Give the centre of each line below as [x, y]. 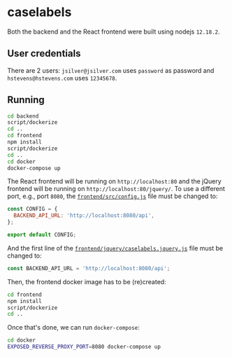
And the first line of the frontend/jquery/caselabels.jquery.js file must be [115, 248]
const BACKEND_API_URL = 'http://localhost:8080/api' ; [89, 268]
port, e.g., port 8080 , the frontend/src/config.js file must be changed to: [113, 196]
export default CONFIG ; [42, 235]
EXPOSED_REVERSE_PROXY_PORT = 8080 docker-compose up [84, 347]
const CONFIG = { [32, 209]
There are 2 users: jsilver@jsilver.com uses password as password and [111, 70]
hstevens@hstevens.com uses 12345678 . [62, 78]
